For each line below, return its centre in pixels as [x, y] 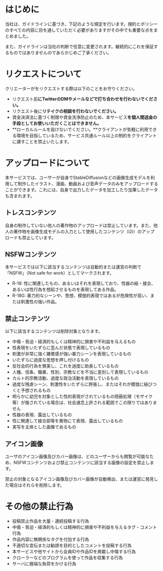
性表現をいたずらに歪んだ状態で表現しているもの [61, 348]
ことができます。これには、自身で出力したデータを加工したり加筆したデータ [81, 190]
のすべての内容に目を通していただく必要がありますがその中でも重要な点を [80, 30]
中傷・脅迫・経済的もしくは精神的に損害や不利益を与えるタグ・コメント [84, 527]
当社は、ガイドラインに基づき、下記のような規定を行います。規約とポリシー [81, 24]
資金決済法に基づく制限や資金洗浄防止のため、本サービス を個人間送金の [84, 117]
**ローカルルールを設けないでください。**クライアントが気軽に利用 [80, 129]
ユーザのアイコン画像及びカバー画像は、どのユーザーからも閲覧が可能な [77, 456]
